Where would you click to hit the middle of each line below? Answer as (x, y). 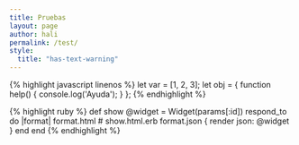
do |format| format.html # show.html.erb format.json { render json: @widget (149, 121)
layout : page (34, 26)
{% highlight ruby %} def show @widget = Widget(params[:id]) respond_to (148, 111)
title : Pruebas (38, 17)
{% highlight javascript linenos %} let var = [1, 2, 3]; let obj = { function (140, 85)
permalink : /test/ (44, 43)
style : (22, 51)
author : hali (34, 34)
